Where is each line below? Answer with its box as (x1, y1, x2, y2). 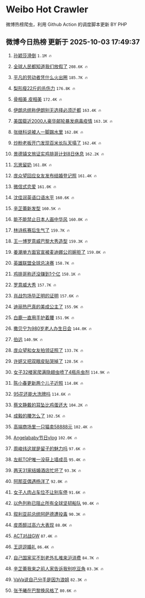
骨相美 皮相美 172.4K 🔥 (13, 96, 62, 102)
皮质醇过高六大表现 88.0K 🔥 (13, 521, 72, 528)
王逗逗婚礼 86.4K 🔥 (13, 544, 55, 550)
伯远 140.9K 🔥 (13, 336, 43, 342)
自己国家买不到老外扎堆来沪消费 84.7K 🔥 (13, 554, 99, 560)
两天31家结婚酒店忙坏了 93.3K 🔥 (13, 467, 81, 473)
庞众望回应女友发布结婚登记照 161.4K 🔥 (13, 172, 97, 178)
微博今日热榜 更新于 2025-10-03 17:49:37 (6, 38, 140, 47)
